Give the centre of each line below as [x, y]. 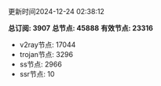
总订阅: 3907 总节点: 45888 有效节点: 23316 [80, 28]
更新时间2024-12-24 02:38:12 [56, 11]
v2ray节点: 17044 [48, 45]
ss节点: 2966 [41, 64]
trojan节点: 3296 [46, 54]
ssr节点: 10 [37, 74]
